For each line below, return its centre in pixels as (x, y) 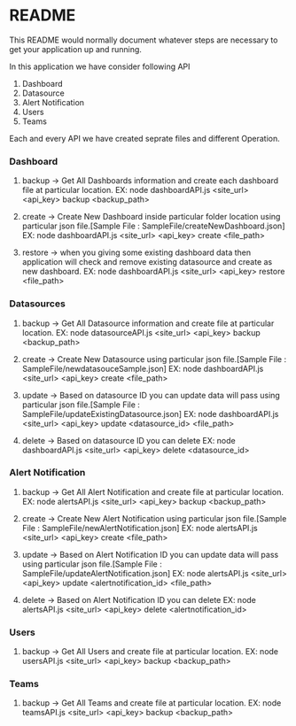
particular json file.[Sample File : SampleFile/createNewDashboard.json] (153, 226)
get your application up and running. (75, 49)
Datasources (38, 304)
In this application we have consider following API (100, 66)
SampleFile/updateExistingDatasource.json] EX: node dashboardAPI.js (150, 413)
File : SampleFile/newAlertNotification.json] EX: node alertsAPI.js (140, 528)
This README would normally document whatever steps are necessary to (144, 40)
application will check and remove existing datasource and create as (147, 262)
